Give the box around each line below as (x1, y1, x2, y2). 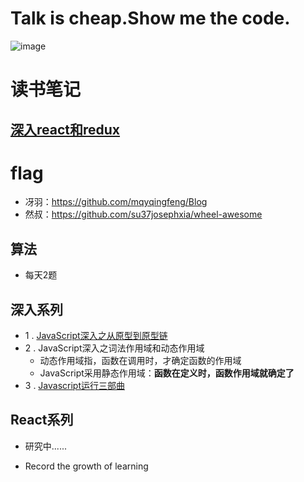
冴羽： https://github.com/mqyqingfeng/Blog (24, 196, 208, 208)
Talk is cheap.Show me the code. (10, 7, 291, 30)
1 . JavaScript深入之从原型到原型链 (24, 330, 168, 342)
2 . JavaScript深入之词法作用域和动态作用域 (24, 342, 205, 354)
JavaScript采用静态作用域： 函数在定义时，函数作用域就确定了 (39, 367, 295, 379)
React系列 (10, 412, 74, 429)
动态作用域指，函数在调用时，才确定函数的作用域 (39, 355, 242, 367)
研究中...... (24, 440, 67, 452)
